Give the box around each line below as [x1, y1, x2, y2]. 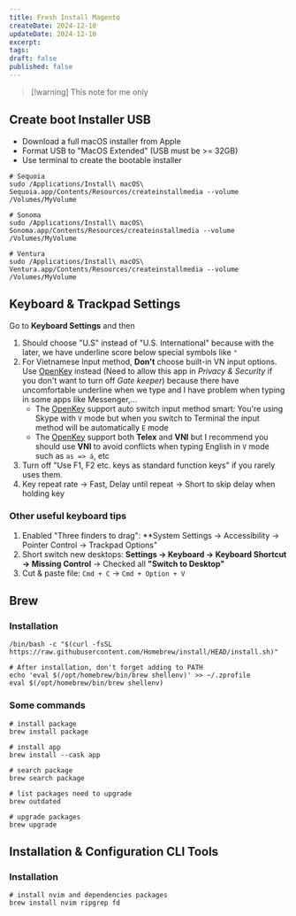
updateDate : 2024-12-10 [9, 29, 97, 38]
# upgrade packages [9, 812, 81, 821]
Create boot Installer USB [9, 113, 152, 128]
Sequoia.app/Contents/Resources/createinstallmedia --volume [9, 187, 239, 196]
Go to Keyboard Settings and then [9, 320, 135, 330]
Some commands [9, 699, 86, 711]
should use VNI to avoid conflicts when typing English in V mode [34, 440, 269, 452]
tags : [9, 46, 29, 55]
